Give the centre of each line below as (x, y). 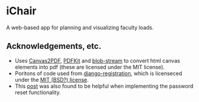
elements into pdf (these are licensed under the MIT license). (90, 67)
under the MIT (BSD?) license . (52, 79)
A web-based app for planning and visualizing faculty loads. (80, 27)
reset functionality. (38, 92)
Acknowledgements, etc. (54, 46)
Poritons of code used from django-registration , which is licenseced (98, 73)
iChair (21, 11)
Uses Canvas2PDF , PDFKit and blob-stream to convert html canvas (97, 60)
